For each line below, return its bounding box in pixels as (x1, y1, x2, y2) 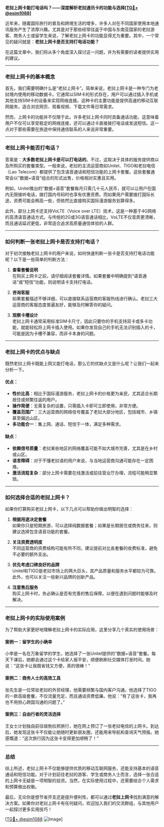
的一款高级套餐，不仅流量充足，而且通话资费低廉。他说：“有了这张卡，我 (5, 693, 153, 699)
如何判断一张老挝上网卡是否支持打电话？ (5, 238, 100, 245)
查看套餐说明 (12, 267, 38, 272)
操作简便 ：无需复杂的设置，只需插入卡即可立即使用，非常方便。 (12, 403, 141, 409)
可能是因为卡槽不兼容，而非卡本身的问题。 (12, 330, 98, 336)
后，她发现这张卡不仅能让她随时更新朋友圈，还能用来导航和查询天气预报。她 (5, 729, 159, 735)
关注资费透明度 (12, 539, 42, 545)
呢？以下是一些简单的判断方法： (5, 256, 69, 262)
